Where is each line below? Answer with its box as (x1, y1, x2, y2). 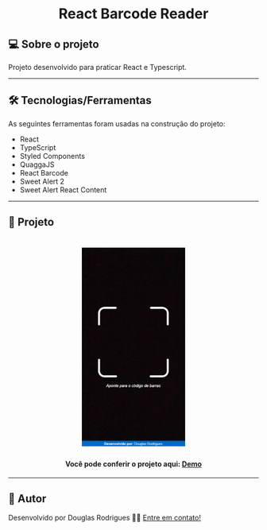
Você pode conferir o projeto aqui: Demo (64, 458, 203, 469)
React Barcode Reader (58, 5, 209, 23)
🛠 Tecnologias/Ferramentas (8, 94, 153, 107)
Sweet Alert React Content (19, 184, 107, 195)
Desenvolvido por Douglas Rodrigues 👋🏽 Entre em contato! (8, 513, 201, 523)
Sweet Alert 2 (19, 176, 65, 186)
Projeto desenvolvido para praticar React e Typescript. (8, 63, 187, 72)
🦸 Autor (8, 492, 47, 505)
